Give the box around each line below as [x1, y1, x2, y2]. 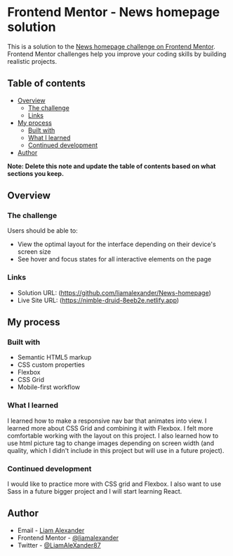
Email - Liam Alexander [17, 526, 85, 534]
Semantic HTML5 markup [17, 353, 92, 362]
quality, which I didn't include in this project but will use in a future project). [7, 446, 225, 454]
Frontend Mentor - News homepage [7, 4, 220, 20]
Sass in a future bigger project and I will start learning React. [7, 487, 182, 496]
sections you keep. [7, 169, 65, 177]
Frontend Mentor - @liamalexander [17, 534, 119, 542]
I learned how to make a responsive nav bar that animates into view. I [7, 416, 207, 425]
